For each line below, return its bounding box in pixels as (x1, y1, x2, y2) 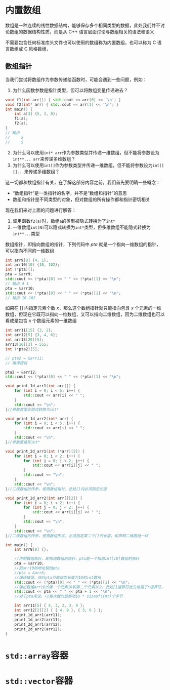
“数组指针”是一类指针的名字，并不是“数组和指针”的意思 (12, 190, 127, 196)
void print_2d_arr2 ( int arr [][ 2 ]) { (5, 496, 82, 501)
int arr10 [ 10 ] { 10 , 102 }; (5, 262, 60, 267)
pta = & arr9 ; (5, 272, 33, 277)
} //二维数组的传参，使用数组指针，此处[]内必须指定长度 (5, 486, 107, 492)
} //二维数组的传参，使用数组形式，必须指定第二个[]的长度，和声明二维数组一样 (5, 533, 148, 538)
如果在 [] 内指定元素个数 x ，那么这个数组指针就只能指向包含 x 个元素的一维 (5, 305, 162, 311)
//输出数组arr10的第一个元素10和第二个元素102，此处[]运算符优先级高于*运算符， (14, 584, 165, 590)
